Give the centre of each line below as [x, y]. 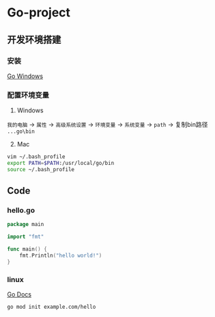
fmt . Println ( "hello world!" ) [61, 256]
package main [26, 225]
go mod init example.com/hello [52, 307]
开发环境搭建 [34, 39]
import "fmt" [26, 237]
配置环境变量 [28, 95]
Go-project [39, 13]
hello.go [21, 210]
